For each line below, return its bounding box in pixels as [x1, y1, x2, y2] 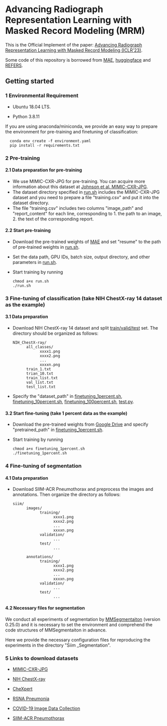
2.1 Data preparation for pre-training [5, 167, 82, 173]
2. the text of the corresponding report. [12, 216, 94, 222]
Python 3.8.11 [12, 113, 40, 119]
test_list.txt [26, 384, 56, 390]
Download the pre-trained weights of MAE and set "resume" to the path [12, 239, 161, 245]
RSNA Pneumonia [12, 695, 49, 701]
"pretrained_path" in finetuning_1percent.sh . [12, 427, 104, 433]
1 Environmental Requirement [5, 92, 79, 99]
